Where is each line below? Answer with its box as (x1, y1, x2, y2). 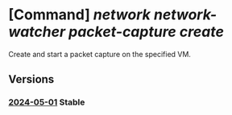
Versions (8, 72, 55, 86)
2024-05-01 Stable (8, 97, 85, 108)
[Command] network (8, 6, 151, 24)
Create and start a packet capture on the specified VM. (8, 49, 192, 59)
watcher (8, 23, 66, 41)
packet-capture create (68, 23, 224, 41)
